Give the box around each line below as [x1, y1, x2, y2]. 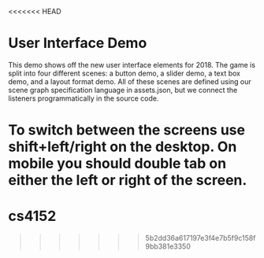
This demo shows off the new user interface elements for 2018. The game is [8, 60, 256, 69]
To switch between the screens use [8, 121, 246, 139]
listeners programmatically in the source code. [8, 94, 159, 103]
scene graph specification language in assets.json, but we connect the [8, 85, 238, 94]
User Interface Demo [8, 35, 147, 52]
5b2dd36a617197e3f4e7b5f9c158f [145, 234, 256, 243]
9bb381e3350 [145, 241, 191, 251]
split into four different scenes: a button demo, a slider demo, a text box [8, 68, 240, 78]
